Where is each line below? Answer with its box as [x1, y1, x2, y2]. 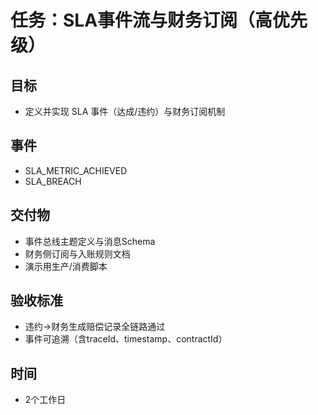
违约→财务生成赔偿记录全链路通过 [24, 321, 166, 333]
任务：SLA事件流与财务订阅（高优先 [10, 9, 308, 32]
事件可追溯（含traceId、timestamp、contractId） [24, 333, 228, 345]
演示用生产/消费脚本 [24, 260, 108, 272]
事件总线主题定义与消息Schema [24, 235, 156, 247]
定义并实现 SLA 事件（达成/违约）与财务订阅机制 [24, 106, 226, 117]
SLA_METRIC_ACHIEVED [24, 164, 128, 176]
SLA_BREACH [24, 175, 82, 187]
